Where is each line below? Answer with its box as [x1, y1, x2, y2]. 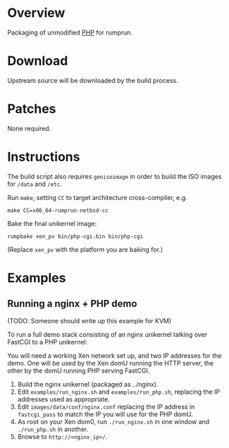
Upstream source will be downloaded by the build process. [7, 76, 178, 85]
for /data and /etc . [7, 180, 62, 188]
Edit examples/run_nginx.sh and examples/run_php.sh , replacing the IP [17, 387, 221, 396]
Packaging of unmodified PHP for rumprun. [7, 28, 132, 37]
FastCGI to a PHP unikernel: [7, 337, 88, 346]
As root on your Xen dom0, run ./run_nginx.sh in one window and [17, 417, 210, 425]
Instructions [7, 149, 80, 165]
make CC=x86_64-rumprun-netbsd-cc [7, 206, 109, 214]
